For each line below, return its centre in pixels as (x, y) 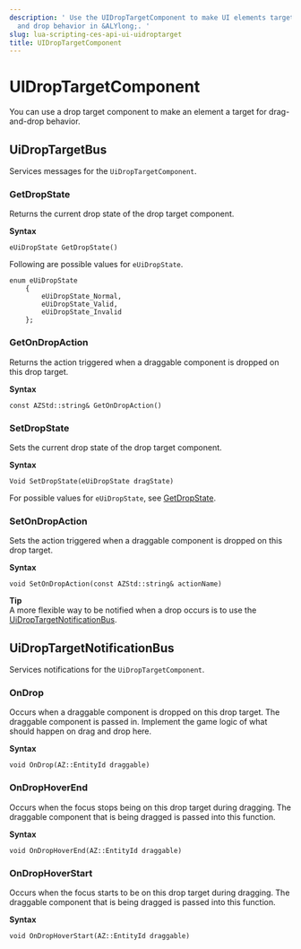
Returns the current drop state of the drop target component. (122, 214)
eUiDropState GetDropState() (64, 248)
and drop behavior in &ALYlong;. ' (84, 26)
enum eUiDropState (43, 281)
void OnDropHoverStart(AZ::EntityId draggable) (100, 936)
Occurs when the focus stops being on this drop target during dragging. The (150, 807)
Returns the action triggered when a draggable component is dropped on (144, 362)
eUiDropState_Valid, (80, 305)
